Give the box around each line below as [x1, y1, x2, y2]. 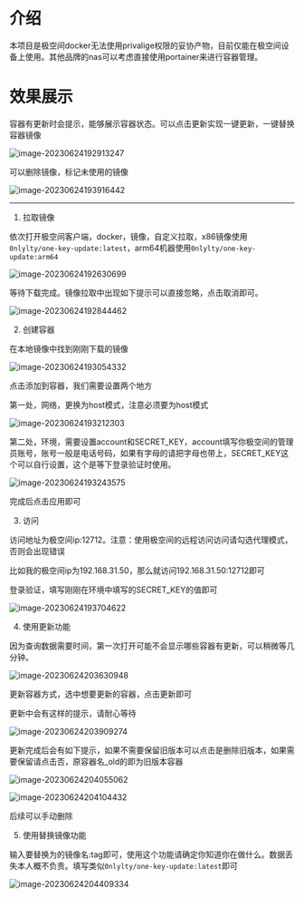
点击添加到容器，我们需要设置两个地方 [9, 380, 152, 391]
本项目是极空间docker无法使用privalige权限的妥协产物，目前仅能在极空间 [9, 40, 282, 51]
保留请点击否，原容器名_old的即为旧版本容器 [16, 756, 184, 766]
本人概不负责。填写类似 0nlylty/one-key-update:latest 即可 [16, 860, 238, 871]
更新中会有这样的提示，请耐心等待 [9, 708, 137, 718]
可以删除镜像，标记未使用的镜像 [9, 166, 128, 177]
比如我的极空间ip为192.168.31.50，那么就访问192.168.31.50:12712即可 [9, 564, 265, 576]
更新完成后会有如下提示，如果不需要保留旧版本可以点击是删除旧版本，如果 [9, 745, 287, 756]
